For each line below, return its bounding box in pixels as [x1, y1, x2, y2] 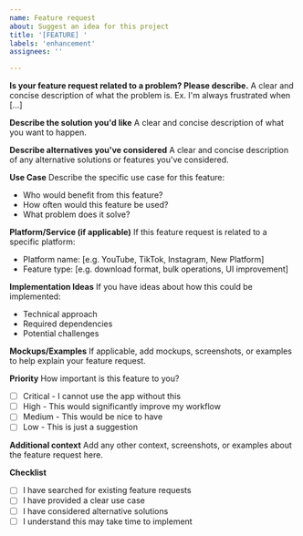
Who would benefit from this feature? [22, 190, 163, 201]
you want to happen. [9, 127, 87, 138]
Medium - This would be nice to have [22, 411, 163, 422]
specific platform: [9, 236, 76, 247]
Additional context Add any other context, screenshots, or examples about [9, 439, 292, 451]
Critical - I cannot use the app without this [22, 391, 181, 402]
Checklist [9, 467, 47, 479]
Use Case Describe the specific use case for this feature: [9, 172, 225, 183]
